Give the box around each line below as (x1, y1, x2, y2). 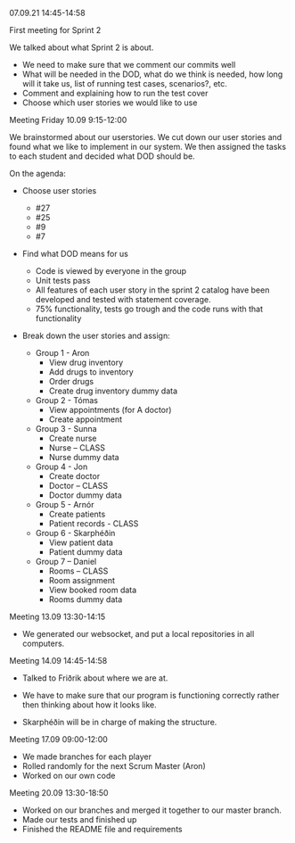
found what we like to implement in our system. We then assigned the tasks (9, 142, 287, 152)
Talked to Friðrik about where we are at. (21, 673, 168, 683)
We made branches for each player (21, 751, 152, 762)
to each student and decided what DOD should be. (9, 151, 195, 161)
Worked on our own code (21, 771, 116, 781)
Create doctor (48, 471, 101, 481)
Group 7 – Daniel (35, 557, 97, 566)
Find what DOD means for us (21, 249, 129, 259)
